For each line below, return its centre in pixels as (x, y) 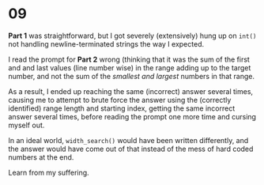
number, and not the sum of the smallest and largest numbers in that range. (132, 76)
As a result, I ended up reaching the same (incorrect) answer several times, (131, 91)
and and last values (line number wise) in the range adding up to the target (130, 67)
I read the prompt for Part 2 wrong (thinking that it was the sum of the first (129, 59)
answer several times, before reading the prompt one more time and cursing (132, 116)
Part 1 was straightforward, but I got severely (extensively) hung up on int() (132, 36)
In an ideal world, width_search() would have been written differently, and (128, 140)
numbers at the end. (41, 157)
